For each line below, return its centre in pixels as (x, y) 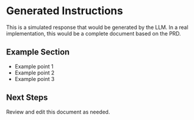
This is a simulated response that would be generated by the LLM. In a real (97, 27)
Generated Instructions (65, 11)
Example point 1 (34, 66)
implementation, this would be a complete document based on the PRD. (93, 33)
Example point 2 (34, 73)
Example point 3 (34, 79)
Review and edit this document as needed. (58, 112)
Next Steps (27, 98)
